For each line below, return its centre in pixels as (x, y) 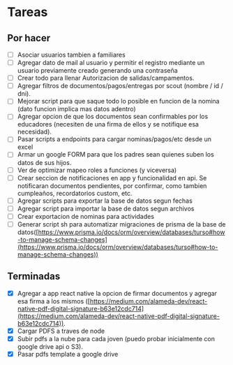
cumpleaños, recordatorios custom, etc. (75, 193)
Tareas (28, 12)
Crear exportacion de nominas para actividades (86, 216)
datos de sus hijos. (44, 162)
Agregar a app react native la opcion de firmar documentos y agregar (117, 293)
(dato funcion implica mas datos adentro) (76, 109)
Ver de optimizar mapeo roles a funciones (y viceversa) (97, 170)
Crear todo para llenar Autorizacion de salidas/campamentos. (106, 78)
